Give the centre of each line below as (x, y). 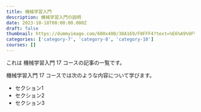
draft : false (22, 28)
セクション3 (30, 102)
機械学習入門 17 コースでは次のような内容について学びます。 (80, 75)
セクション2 (30, 95)
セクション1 (29, 88)
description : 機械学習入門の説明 (44, 17)
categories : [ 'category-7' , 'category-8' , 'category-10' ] (80, 39)
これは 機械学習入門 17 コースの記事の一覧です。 (66, 63)
